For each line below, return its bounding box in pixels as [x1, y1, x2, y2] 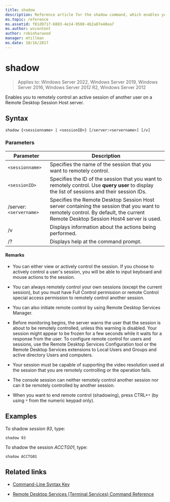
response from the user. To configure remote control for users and [12, 336, 151, 342]
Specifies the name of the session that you [50, 160, 151, 168]
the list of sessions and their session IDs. [50, 188, 147, 195]
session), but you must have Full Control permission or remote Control [12, 289, 159, 295]
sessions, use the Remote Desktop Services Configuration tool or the [12, 341, 157, 347]
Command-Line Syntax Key [12, 481, 70, 487]
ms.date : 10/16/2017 [5, 40, 49, 46]
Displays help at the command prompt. [50, 238, 142, 245]
